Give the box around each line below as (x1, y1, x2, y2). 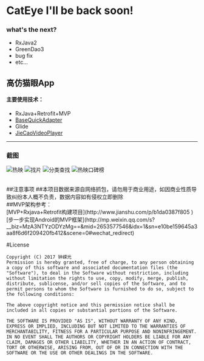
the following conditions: (6, 292, 75, 298)
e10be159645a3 (157, 223, 198, 230)
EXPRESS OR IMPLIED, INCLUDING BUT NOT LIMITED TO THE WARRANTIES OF (6, 323, 186, 329)
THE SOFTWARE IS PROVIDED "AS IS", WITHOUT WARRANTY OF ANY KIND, (6, 318, 178, 324)
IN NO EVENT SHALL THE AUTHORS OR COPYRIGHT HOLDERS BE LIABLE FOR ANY (6, 334, 191, 340)
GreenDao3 (15, 46, 44, 53)
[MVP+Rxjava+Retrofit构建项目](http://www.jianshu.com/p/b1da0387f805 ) (6, 208, 193, 216)
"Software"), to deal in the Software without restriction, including (6, 270, 189, 276)
